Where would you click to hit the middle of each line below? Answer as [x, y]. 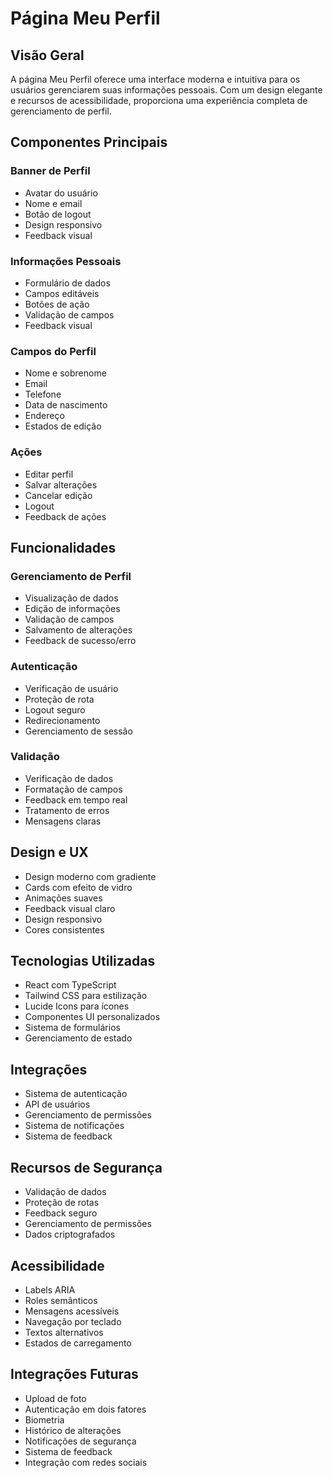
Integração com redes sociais [86, 1462]
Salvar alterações [61, 484]
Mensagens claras [63, 821]
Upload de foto [55, 1398]
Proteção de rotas [62, 1203]
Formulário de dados [67, 283]
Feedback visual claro [70, 908]
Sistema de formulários [72, 1028]
